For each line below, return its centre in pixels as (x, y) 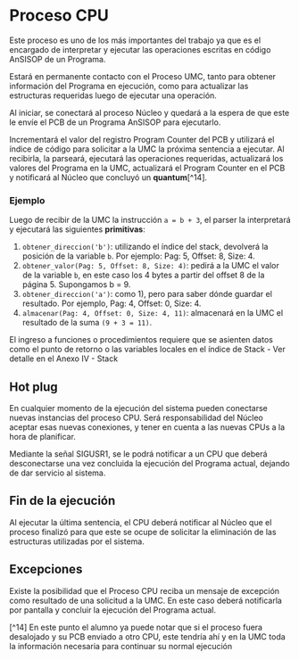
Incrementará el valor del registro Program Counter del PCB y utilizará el (142, 139)
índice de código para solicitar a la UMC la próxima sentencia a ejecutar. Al (147, 149)
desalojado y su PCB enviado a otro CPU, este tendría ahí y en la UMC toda (147, 636)
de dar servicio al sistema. (58, 473)
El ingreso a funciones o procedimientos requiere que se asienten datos (141, 340)
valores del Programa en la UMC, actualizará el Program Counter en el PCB (147, 168)
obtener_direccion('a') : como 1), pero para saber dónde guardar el (147, 294)
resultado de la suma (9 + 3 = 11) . (87, 323)
